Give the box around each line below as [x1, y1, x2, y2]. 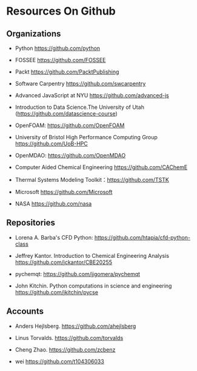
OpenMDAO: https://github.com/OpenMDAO [15, 152, 126, 159]
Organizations [6, 29, 61, 39]
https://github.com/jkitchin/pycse [15, 288, 99, 296]
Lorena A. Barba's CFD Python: [15, 234, 93, 241]
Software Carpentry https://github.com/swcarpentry [15, 80, 146, 87]
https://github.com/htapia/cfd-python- [94, 234, 191, 241]
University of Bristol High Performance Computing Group [15, 134, 158, 140]
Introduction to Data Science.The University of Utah [15, 103, 144, 111]
